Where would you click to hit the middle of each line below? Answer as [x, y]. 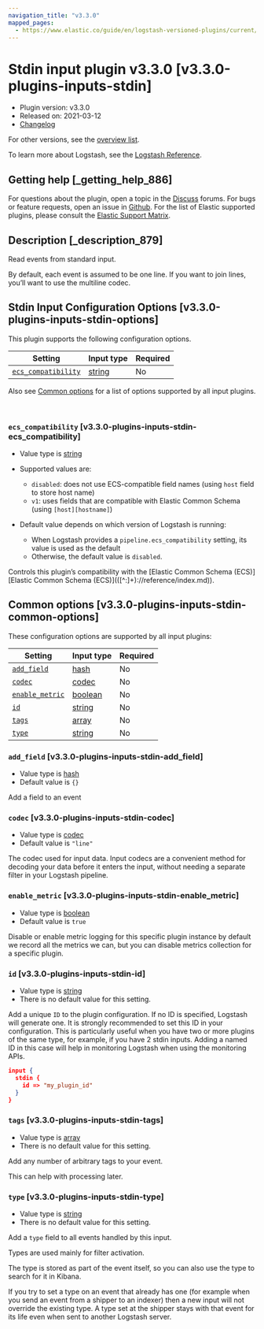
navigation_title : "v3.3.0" [54, 15]
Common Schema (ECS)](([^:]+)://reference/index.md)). [124, 581]
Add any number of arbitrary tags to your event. [86, 1161]
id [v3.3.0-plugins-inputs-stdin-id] [77, 974]
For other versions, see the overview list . [74, 139]
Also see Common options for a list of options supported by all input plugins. [132, 391]
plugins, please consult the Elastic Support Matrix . [90, 215]
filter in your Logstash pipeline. [58, 875]
